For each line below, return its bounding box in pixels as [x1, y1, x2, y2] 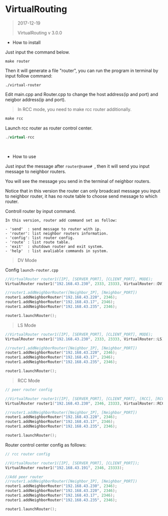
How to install [12, 39, 41, 45]
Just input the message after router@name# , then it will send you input [5, 163, 150, 169]
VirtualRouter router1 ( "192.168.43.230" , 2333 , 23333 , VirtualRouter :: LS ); [5, 336, 166, 341]
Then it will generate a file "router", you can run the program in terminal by [5, 67, 158, 73]
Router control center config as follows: [5, 441, 86, 448]
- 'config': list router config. [5, 235, 75, 240]
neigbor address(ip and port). [5, 96, 66, 102]
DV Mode [17, 257, 37, 263]
